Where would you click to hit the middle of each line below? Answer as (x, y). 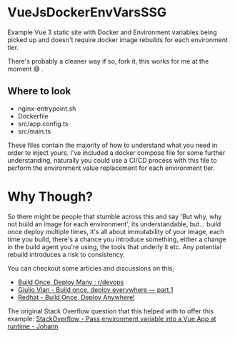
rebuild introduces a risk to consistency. (66, 254)
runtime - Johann (33, 326)
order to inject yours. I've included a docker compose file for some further (116, 152)
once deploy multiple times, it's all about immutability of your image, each (116, 231)
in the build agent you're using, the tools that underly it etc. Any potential (114, 246)
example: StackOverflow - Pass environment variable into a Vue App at (112, 318)
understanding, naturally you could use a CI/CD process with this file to (112, 160)
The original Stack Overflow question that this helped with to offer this (111, 311)
